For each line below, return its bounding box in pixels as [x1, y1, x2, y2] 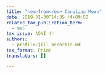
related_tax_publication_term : [6, 20, 83, 26]
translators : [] [6, 53, 46, 59]
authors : [6, 36, 28, 42]
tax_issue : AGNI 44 [6, 31, 54, 37]
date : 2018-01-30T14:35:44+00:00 [6, 14, 89, 20]
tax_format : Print [6, 47, 52, 53]
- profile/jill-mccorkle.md [11, 42, 81, 48]
